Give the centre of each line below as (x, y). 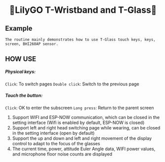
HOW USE (21, 59)
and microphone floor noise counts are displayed (62, 154)
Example (19, 28)
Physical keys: (21, 72)
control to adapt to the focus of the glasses (56, 144)
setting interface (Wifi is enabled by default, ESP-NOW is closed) (78, 122)
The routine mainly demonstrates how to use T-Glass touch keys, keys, (80, 40)
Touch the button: (24, 95)
